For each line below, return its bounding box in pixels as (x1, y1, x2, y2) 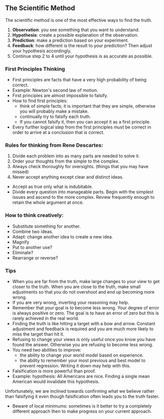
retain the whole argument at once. (12, 199, 84, 205)
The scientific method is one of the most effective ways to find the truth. (5, 17, 152, 23)
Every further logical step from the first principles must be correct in (12, 124, 152, 130)
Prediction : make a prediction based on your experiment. (12, 37, 129, 43)
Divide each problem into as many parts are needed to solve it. (12, 153, 140, 159)
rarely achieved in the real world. (12, 315, 80, 321)
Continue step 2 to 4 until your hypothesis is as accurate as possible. (12, 53, 153, 59)
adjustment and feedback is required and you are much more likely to (12, 326, 154, 332)
